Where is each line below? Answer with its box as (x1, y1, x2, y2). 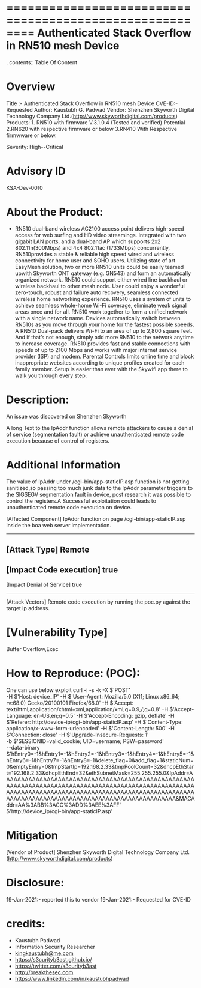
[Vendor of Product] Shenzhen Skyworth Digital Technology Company (6, 848, 179, 856)
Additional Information (6, 458, 121, 471)
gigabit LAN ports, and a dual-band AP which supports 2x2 (14, 238, 161, 245)
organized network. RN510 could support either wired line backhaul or (14, 276, 188, 283)
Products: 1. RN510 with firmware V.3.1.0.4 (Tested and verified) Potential (6, 118, 185, 126)
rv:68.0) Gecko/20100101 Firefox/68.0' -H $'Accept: (6, 699, 134, 706)
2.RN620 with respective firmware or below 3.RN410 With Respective (6, 125, 178, 132)
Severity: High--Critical (6, 143, 64, 150)
